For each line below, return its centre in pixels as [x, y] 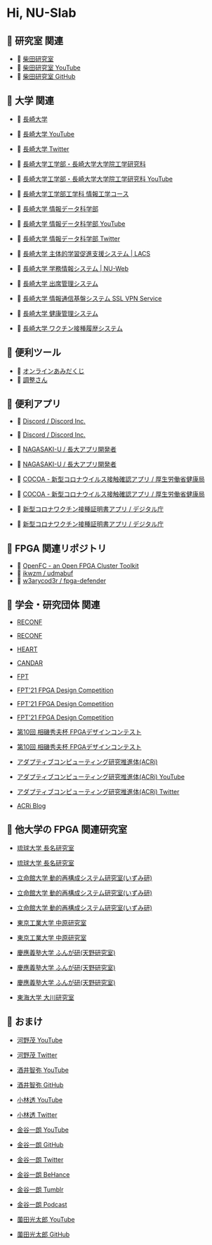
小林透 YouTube [40, 1099]
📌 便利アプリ [34, 404]
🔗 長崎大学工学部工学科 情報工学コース [73, 193]
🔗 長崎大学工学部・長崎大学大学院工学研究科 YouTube [95, 179]
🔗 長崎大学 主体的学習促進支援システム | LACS [84, 253]
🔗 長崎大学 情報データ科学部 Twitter [68, 238]
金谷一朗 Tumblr [40, 1189]
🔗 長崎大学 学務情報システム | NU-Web [73, 268]
